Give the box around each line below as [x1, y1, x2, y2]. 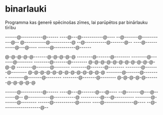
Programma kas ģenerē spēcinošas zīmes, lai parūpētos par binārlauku [5, 19, 148, 25]
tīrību [5, 24, 16, 30]
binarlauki [5, 3, 47, 15]
